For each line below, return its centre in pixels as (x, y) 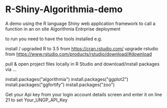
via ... (11, 69)
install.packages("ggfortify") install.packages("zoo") (60, 85)
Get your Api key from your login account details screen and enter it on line (84, 94)
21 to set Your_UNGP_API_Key (36, 100)
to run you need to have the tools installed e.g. (54, 39)
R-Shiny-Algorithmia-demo (64, 9)
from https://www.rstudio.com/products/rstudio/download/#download (79, 54)
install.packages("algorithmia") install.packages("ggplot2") (67, 79)
